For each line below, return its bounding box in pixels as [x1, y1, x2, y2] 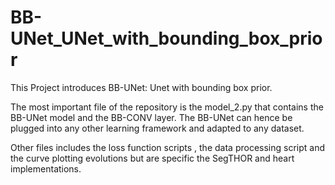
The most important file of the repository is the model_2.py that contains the [10, 101, 324, 113]
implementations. [10, 162, 82, 175]
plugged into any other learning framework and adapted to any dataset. [10, 122, 305, 134]
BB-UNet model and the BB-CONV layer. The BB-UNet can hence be [10, 111, 293, 123]
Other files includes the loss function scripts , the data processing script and [10, 141, 325, 153]
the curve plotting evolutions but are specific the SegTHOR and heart [10, 152, 295, 164]
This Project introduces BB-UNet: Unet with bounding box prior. [10, 81, 273, 93]
